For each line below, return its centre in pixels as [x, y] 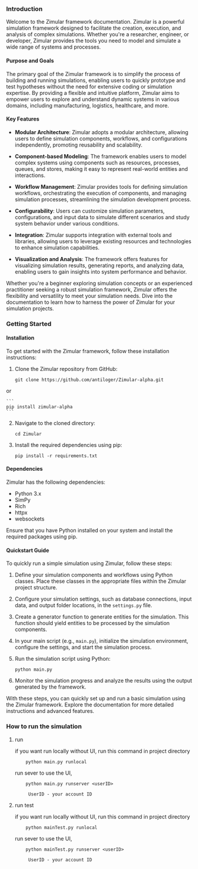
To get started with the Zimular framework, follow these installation [88, 351]
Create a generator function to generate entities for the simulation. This [102, 617]
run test [24, 805]
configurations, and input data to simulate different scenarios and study [102, 217]
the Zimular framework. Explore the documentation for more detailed [90, 705]
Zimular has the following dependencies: [56, 482]
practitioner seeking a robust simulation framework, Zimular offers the [92, 289]
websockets [29, 519]
